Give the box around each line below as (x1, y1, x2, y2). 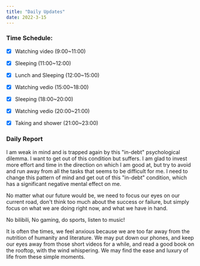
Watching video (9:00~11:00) (14, 47, 86, 54)
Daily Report (6, 135, 43, 143)
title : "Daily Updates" (6, 8, 66, 15)
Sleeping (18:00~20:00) (14, 96, 73, 103)
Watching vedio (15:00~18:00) (14, 83, 89, 90)
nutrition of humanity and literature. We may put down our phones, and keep (6, 234, 194, 241)
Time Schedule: (6, 34, 53, 42)
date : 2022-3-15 (6, 14, 47, 20)
